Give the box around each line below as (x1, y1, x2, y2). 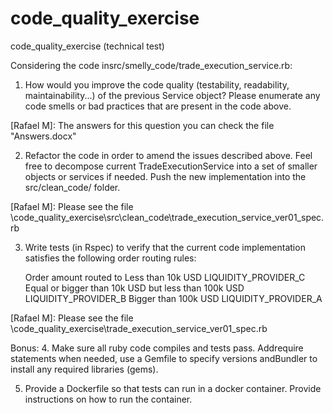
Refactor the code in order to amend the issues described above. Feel (24, 149, 313, 161)
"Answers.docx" (10, 130, 77, 142)
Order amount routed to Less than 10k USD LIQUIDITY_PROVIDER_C (24, 271, 306, 283)
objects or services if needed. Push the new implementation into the (24, 170, 307, 182)
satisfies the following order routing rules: (24, 252, 197, 264)
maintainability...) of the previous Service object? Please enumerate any (24, 89, 321, 101)
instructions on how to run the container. (24, 393, 193, 405)
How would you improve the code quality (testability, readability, (24, 78, 290, 91)
